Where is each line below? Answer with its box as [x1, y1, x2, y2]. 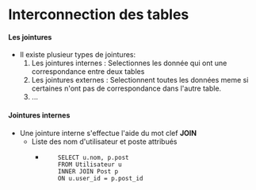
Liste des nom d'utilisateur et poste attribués [31, 137, 178, 146]
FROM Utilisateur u [58, 161, 122, 169]
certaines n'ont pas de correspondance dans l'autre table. [31, 83, 222, 93]
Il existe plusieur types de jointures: [19, 50, 136, 60]
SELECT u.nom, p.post [58, 153, 129, 161]
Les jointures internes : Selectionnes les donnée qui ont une [31, 58, 227, 68]
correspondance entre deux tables [31, 67, 145, 76]
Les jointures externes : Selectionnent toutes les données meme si [31, 76, 249, 85]
